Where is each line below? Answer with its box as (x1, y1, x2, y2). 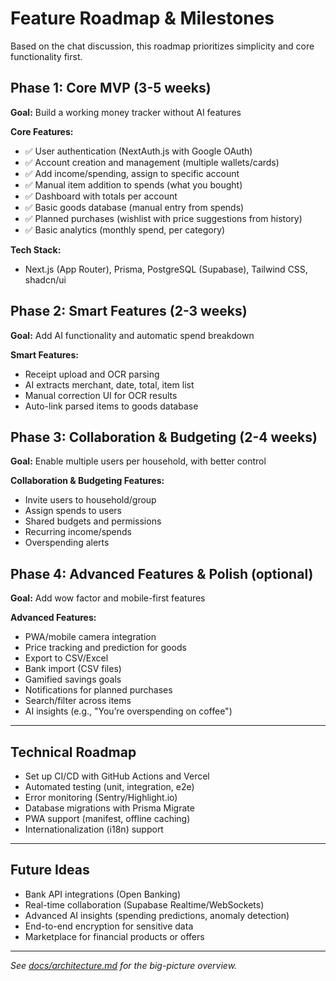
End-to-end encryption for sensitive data (24, 920, 194, 932)
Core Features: (10, 125, 74, 137)
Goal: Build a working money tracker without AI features (10, 106, 242, 118)
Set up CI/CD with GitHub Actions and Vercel (24, 770, 210, 782)
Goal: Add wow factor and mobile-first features (10, 592, 206, 604)
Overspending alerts (24, 537, 110, 549)
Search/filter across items (24, 695, 132, 707)
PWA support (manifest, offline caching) (24, 813, 191, 824)
